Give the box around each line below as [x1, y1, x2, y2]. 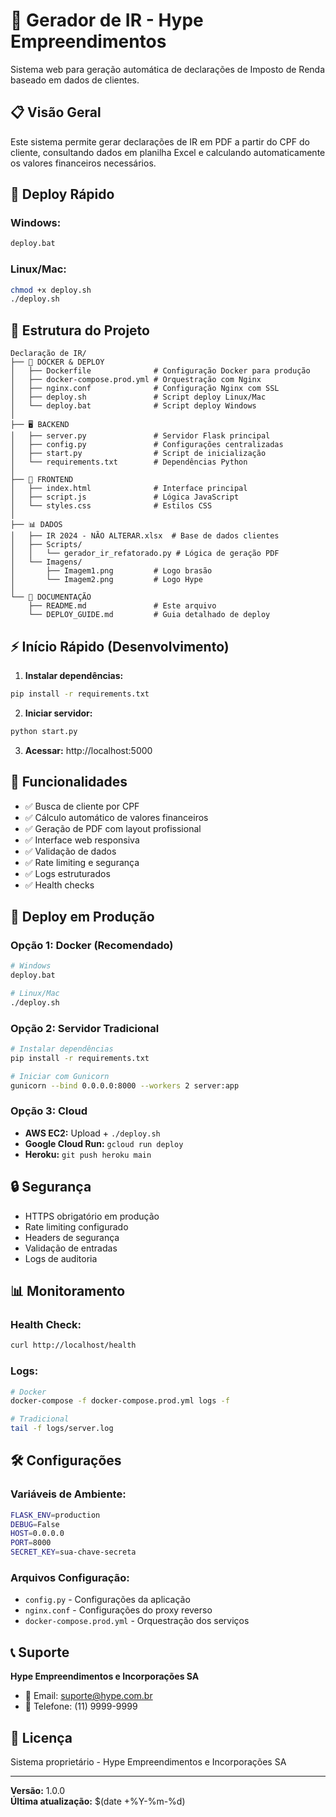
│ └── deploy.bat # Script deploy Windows [10, 401, 257, 411]
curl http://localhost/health [10, 1340, 137, 1351]
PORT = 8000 [10, 1538, 52, 1548]
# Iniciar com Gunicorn [10, 1071, 110, 1081]
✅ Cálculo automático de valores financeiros [24, 811, 209, 823]
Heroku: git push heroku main [24, 1148, 152, 1160]
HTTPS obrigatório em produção [24, 1210, 160, 1222]
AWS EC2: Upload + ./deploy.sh [24, 1127, 161, 1139]
